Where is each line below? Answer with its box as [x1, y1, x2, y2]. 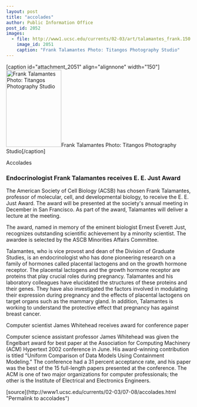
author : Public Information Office [6, 19, 94, 25]
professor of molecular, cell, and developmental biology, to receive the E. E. [6, 193, 189, 201]
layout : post [6, 8, 38, 15]
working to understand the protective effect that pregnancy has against [6, 304, 179, 311]
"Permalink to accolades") [6, 395, 69, 402]
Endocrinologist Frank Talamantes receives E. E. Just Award [6, 173, 181, 182]
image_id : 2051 [16, 42, 54, 48]
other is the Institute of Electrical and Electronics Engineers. [6, 377, 151, 384]
